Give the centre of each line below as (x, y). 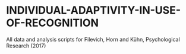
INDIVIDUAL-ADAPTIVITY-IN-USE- (94, 10)
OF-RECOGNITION (53, 23)
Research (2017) (26, 46)
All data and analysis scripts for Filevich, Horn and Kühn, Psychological (93, 39)
